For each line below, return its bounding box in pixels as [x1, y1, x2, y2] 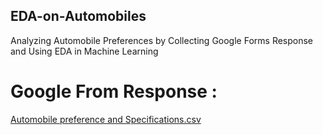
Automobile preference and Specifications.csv [10, 113, 202, 125]
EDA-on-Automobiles [10, 8, 147, 25]
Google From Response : [10, 80, 218, 103]
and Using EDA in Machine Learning [10, 45, 159, 57]
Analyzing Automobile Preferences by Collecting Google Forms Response [10, 34, 314, 46]
